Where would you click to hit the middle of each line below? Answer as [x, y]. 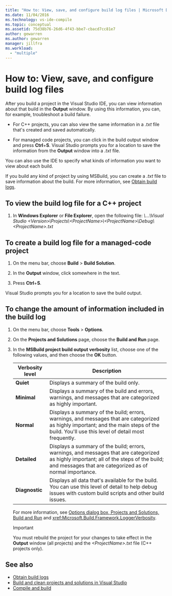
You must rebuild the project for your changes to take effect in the [82, 537]
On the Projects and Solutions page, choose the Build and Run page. [86, 339]
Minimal [25, 397]
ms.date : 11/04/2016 [27, 15]
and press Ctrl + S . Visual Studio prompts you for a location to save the [87, 145]
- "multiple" [24, 53]
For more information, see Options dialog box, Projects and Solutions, [86, 512]
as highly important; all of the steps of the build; [106, 459]
